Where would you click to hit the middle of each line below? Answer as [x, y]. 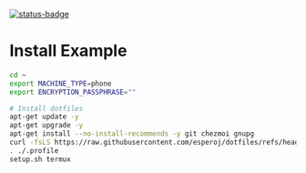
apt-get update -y [44, 117]
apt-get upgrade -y [46, 126]
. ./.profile [34, 150]
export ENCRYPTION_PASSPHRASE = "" [73, 92]
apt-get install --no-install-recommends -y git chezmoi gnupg [132, 134]
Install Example [68, 51]
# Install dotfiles [46, 108]
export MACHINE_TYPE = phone [61, 83]
